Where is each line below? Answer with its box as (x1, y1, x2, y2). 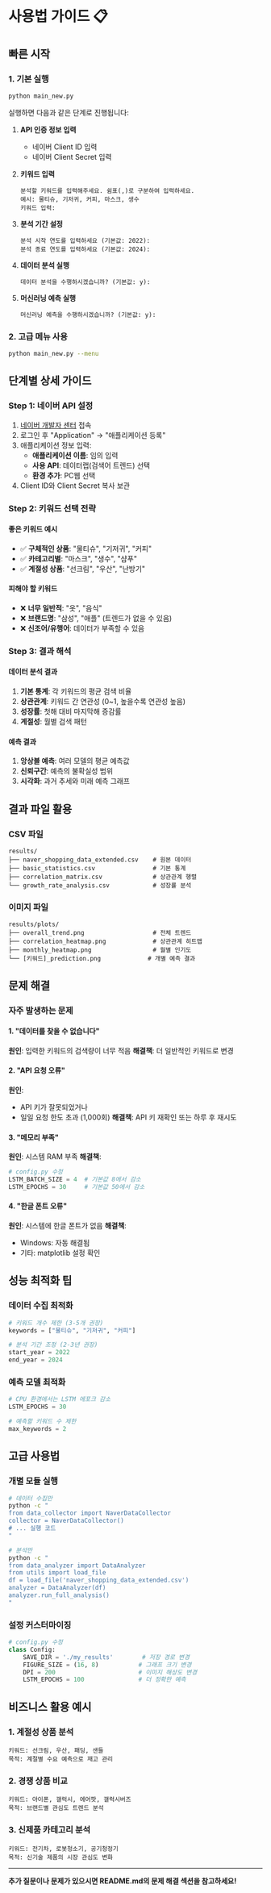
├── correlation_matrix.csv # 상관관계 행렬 (8, 873, 198, 881)
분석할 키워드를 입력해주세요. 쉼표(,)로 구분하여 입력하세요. (19, 186, 195, 194)
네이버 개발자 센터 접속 (19, 420, 92, 430)
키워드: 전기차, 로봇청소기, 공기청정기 (8, 1845, 119, 1853)
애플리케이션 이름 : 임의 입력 (31, 450, 119, 460)
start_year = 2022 (8, 1349, 70, 1357)
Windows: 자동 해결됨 (19, 1238, 90, 1247)
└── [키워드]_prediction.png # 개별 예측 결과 (8, 955, 196, 963)
